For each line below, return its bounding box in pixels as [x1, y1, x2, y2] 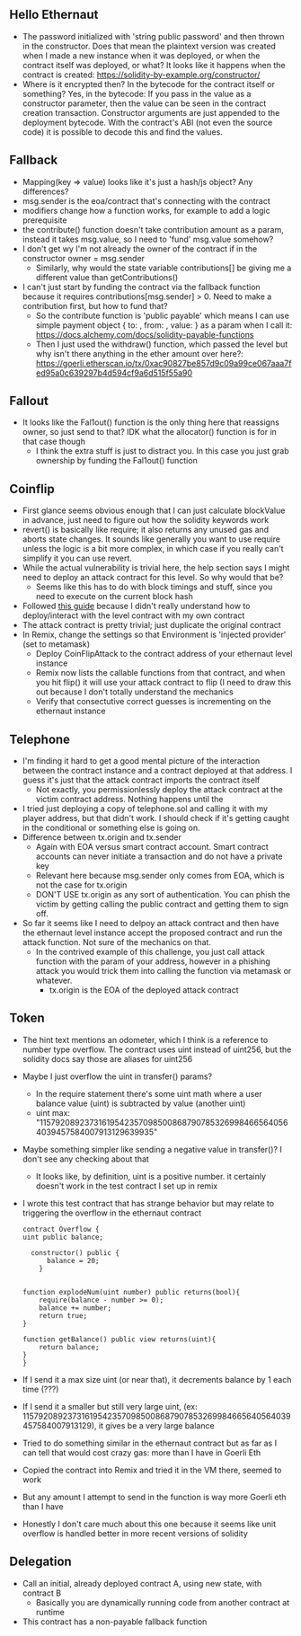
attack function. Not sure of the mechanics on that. [22, 937, 211, 948]
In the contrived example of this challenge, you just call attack [35, 947, 265, 958]
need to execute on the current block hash [35, 591, 193, 602]
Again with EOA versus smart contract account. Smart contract [35, 842, 270, 853]
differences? [22, 186, 69, 197]
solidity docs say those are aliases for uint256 [22, 1053, 193, 1064]
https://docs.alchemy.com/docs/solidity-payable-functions [35, 329, 254, 340]
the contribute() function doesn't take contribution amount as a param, [22, 224, 285, 234]
